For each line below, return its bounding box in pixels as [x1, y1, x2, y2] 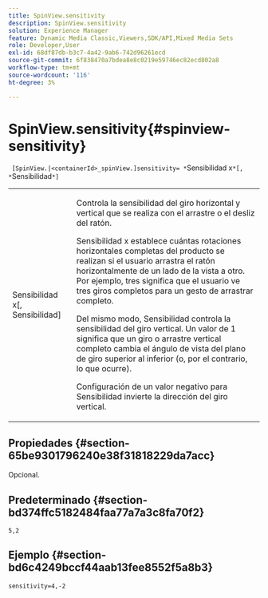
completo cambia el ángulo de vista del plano [76, 343, 246, 354]
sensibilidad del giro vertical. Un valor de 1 [76, 323, 237, 335]
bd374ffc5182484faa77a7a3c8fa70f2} [8, 505, 205, 519]
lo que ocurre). [76, 363, 132, 374]
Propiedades [8, 436, 73, 449]
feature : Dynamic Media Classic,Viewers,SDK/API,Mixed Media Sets [8, 34, 234, 42]
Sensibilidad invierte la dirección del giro [76, 391, 229, 402]
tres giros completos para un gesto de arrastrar [76, 285, 254, 296]
